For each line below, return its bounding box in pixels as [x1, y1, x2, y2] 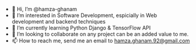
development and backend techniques [11, 18, 106, 25]
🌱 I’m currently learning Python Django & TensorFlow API [11, 24, 151, 31]
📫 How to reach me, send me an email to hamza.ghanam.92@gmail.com [11, 37, 190, 44]
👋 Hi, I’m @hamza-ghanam [11, 6, 78, 12]
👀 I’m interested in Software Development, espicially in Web [11, 12, 158, 19]
